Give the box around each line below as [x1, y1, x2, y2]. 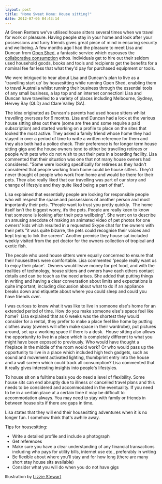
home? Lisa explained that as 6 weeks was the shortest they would [5, 313, 139, 319]
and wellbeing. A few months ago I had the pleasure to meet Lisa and [5, 45, 143, 51]
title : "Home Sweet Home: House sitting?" [5, 12, 92, 16]
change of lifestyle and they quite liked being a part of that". [5, 182, 125, 188]
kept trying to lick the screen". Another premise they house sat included [5, 233, 148, 239]
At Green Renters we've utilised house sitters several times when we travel [5, 30, 154, 35]
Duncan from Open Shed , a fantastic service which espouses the [5, 50, 135, 56]
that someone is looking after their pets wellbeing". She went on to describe [5, 212, 156, 218]
